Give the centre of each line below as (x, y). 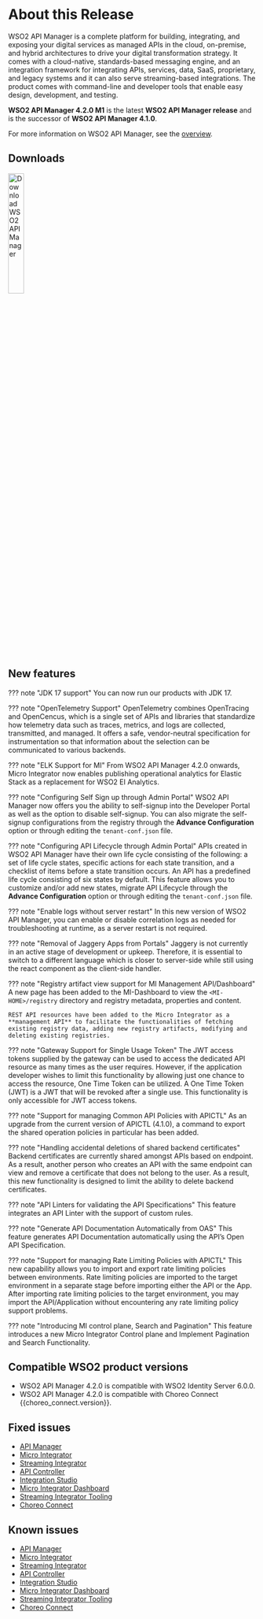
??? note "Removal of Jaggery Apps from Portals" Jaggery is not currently (128, 943)
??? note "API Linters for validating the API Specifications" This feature (122, 1204)
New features (42, 674)
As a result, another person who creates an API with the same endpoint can (130, 1164)
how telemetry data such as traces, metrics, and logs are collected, (117, 724)
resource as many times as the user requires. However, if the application (125, 1067)
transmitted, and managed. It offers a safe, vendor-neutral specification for (129, 733)
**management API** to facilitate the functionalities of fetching (121, 1021)
